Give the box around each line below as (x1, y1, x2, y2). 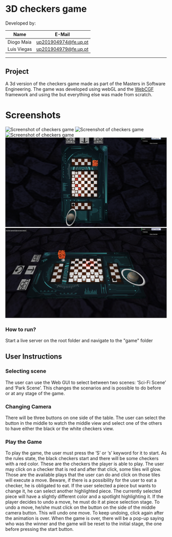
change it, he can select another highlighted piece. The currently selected (5, 488, 161, 494)
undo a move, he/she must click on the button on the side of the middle (5, 504, 156, 510)
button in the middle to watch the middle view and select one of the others (5, 420, 162, 426)
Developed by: (5, 20, 36, 26)
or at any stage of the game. (5, 390, 65, 396)
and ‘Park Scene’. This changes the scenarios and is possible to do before (5, 385, 161, 391)
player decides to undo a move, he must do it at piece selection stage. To (5, 499, 160, 505)
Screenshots (5, 110, 61, 121)
